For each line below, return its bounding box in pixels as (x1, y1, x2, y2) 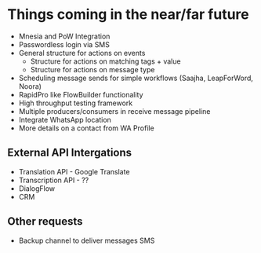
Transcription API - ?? (18, 175, 89, 185)
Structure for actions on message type (30, 64, 155, 74)
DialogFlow (18, 183, 56, 193)
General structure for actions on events (18, 48, 146, 57)
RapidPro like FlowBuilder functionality (18, 90, 143, 99)
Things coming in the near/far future (7, 5, 249, 24)
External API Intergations (7, 146, 132, 159)
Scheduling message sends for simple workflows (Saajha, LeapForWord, (18, 73, 254, 82)
